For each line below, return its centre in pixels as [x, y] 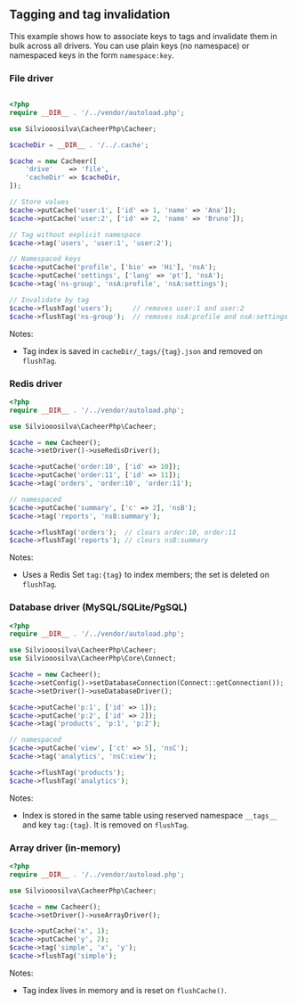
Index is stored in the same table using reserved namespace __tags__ [149, 815]
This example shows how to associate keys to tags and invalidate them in [143, 36]
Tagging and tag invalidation [90, 15]
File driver [32, 78]
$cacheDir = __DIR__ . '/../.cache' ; [79, 145]
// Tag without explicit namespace [75, 235]
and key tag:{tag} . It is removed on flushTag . [105, 825]
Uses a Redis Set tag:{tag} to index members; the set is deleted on [145, 575]
